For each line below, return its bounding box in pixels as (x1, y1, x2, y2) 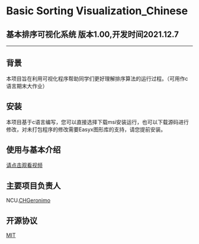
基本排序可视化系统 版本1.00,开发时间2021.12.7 (6, 29, 179, 39)
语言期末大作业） (6, 82, 48, 90)
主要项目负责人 (6, 180, 61, 191)
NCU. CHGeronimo (6, 197, 51, 204)
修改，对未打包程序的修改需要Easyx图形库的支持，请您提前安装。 (6, 126, 166, 133)
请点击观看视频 (6, 161, 43, 169)
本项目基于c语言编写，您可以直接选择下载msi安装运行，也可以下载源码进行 (6, 118, 190, 125)
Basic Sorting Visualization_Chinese (6, 4, 188, 18)
